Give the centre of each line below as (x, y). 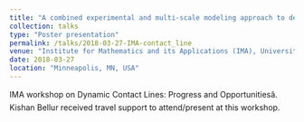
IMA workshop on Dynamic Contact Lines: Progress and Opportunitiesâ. (143, 94)
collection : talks (44, 26)
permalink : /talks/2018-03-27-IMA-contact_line (101, 43)
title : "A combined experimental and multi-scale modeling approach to (147, 18)
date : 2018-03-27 (42, 60)
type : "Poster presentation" (64, 34)
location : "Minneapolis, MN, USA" (75, 69)
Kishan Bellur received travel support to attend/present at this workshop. (145, 107)
